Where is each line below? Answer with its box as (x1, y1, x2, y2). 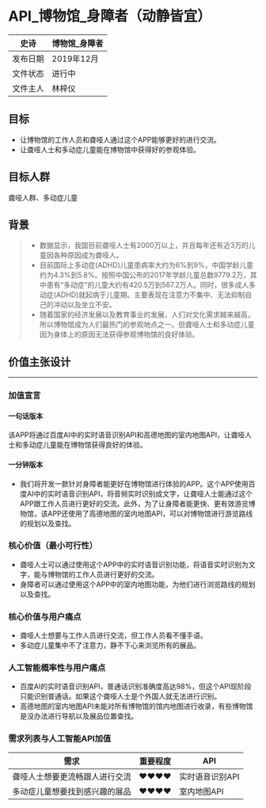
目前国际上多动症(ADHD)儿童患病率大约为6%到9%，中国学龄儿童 (39, 261, 253, 270)
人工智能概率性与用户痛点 (8, 662, 106, 673)
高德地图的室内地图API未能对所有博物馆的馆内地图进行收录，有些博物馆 (19, 702, 253, 711)
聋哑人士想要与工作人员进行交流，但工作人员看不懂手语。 (19, 631, 207, 640)
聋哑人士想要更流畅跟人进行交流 (12, 771, 132, 782)
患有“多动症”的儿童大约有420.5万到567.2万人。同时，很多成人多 (46, 280, 256, 290)
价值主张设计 (8, 355, 71, 368)
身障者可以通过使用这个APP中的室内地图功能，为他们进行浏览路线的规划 (19, 579, 256, 589)
